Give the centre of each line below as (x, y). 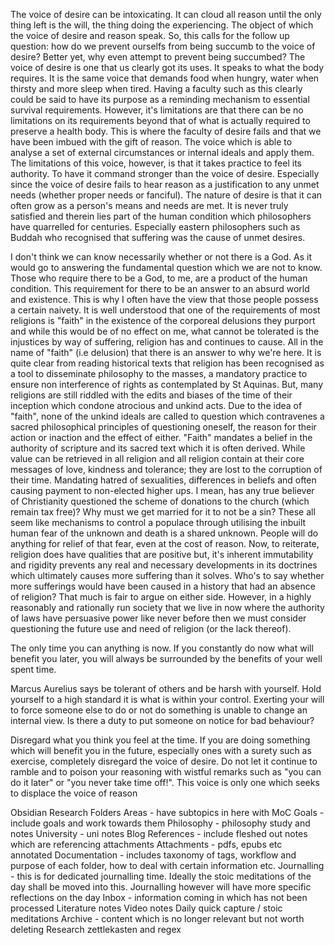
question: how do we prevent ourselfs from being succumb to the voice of (163, 46)
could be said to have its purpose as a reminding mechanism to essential (160, 99)
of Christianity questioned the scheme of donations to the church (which (160, 501)
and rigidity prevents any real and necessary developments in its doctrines (164, 565)
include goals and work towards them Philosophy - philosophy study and (160, 823)
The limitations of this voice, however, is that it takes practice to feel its (156, 163)
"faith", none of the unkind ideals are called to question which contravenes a (167, 416)
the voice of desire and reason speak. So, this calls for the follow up (150, 35)
